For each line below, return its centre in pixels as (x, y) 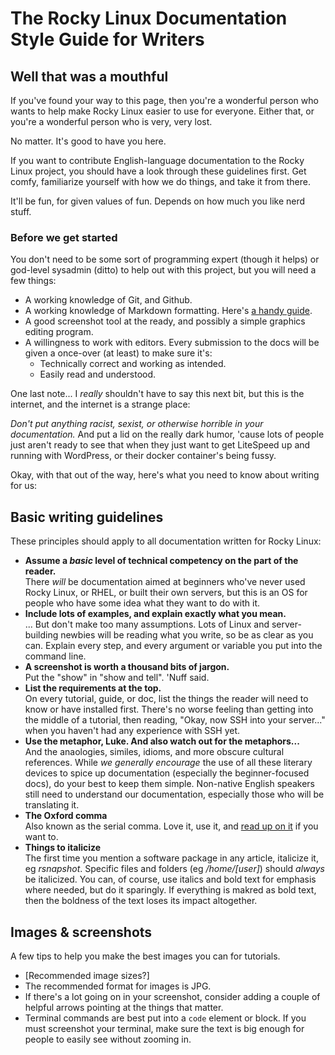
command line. (55, 656)
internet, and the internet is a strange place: (100, 404)
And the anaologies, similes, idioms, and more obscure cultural (154, 752)
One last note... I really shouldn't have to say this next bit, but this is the (157, 394)
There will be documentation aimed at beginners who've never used (165, 582)
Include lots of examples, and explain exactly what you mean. (155, 614)
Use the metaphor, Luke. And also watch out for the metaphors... (162, 741)
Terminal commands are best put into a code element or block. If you (165, 1018)
